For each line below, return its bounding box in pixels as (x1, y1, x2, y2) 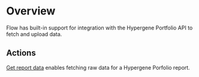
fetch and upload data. (6, 30, 62, 37)
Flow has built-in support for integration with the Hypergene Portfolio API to (6, 24, 193, 31)
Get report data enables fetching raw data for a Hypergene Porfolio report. (6, 64, 190, 71)
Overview (6, 4, 56, 18)
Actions (6, 48, 36, 58)
